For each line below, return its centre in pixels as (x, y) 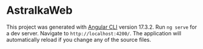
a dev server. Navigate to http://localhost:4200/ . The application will (94, 33)
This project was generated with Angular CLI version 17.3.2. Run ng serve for (101, 27)
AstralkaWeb (39, 10)
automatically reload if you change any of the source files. (79, 39)
